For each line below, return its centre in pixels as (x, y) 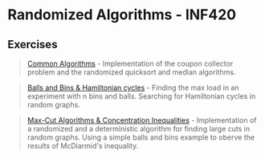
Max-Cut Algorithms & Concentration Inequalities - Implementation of (142, 120)
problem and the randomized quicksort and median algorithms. (131, 72)
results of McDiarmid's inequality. (83, 146)
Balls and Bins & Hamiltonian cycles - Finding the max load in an (133, 87)
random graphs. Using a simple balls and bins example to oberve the (141, 137)
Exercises (33, 45)
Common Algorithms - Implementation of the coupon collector (130, 63)
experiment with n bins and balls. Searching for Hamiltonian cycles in (141, 96)
